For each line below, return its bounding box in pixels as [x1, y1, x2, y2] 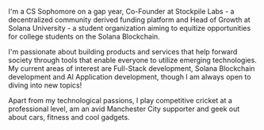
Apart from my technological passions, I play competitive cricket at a [8, 96, 232, 105]
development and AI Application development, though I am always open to [8, 72, 251, 81]
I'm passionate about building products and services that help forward [8, 47, 238, 56]
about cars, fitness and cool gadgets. [8, 113, 130, 121]
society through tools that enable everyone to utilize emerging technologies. [8, 55, 258, 65]
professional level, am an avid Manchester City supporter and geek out [8, 104, 240, 113]
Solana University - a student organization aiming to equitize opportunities [8, 24, 251, 32]
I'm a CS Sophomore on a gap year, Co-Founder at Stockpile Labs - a [8, 7, 235, 16]
